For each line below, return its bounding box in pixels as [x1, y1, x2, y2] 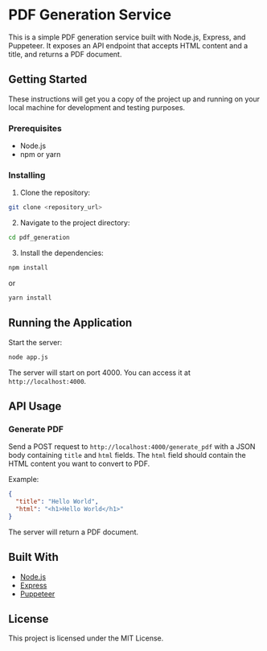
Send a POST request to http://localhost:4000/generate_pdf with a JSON [8, 442, 256, 451]
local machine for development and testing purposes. [8, 102, 186, 112]
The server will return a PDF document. [8, 527, 139, 537]
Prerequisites [8, 122, 62, 134]
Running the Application [8, 316, 133, 330]
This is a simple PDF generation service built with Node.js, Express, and [8, 32, 246, 42]
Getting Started [8, 72, 88, 86]
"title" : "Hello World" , [15, 497, 99, 506]
